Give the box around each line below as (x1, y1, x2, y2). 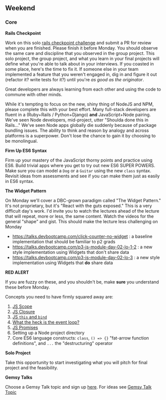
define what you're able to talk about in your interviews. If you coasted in (5, 60, 154, 66)
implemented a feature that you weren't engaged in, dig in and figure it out (5, 71, 157, 77)
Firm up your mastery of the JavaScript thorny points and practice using (5, 157, 153, 163)
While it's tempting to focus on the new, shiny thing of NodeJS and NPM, (5, 101, 154, 107)
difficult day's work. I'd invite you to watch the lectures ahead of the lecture (5, 208, 160, 214)
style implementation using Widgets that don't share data (12, 249, 129, 255)
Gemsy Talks (5, 374, 33, 380)
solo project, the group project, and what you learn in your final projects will (5, 56, 160, 61)
